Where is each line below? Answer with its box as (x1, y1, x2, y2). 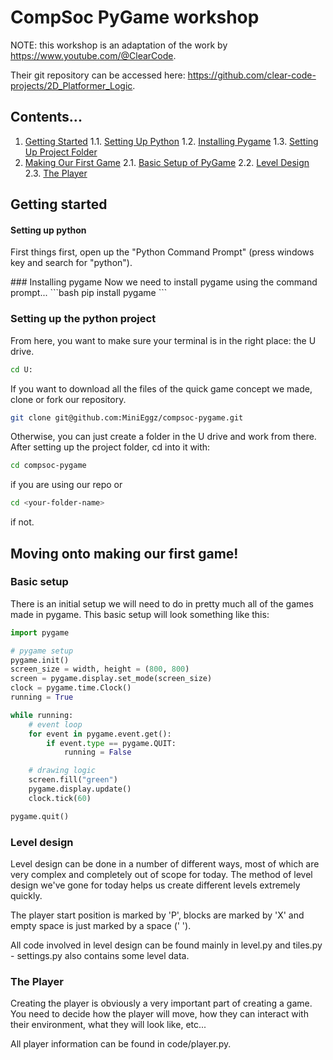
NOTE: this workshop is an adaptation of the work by (10, 39, 228, 51)
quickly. (10, 890, 43, 901)
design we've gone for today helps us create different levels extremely (10, 879, 301, 891)
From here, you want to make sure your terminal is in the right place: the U (10, 334, 317, 346)
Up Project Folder (24, 146, 98, 158)
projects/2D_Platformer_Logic (10, 79, 133, 91)
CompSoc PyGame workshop (10, 6, 260, 29)
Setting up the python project (10, 312, 157, 326)
